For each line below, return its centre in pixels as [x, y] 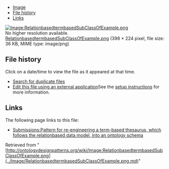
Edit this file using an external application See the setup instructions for [86, 87]
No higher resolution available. [37, 33]
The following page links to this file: [42, 120]
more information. [31, 92]
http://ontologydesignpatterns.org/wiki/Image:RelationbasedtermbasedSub [85, 150]
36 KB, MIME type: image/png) [37, 44]
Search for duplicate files [39, 81]
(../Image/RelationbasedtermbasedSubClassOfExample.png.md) [72, 161]
